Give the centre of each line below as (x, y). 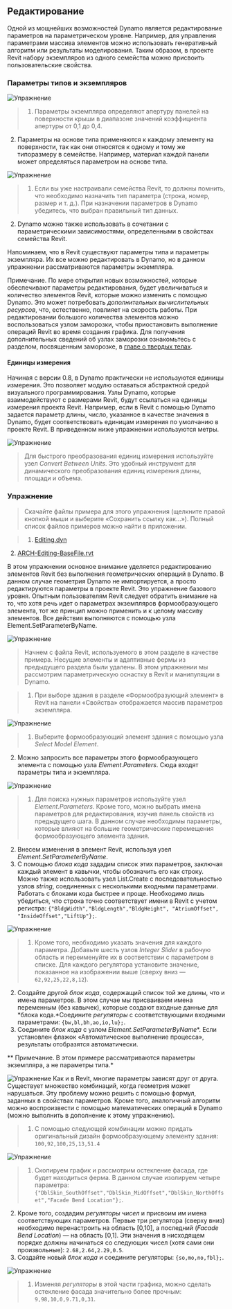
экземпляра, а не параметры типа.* (61, 1065)
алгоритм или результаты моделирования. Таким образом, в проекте (110, 50)
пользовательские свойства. (50, 64)
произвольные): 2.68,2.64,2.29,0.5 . (70, 1249)
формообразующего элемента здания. (92, 836)
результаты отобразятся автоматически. (78, 1044)
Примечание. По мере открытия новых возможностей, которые (102, 281)
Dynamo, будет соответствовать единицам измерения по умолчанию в (113, 422)
